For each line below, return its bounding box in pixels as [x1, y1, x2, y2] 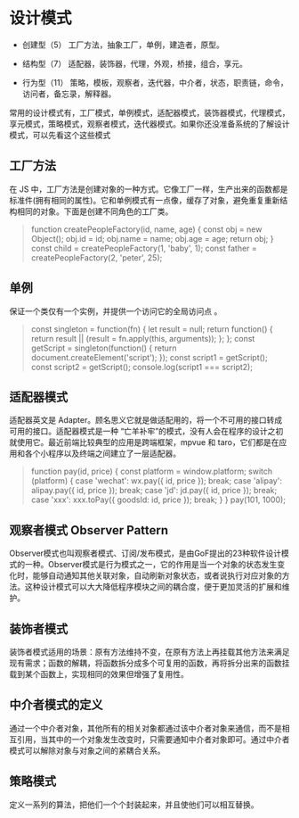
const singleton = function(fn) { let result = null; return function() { [30, 323, 273, 335]
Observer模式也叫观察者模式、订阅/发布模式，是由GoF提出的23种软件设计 [9, 548, 282, 558]
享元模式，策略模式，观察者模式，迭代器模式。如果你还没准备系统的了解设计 [9, 118, 290, 129]
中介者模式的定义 [9, 698, 103, 713]
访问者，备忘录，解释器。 [21, 88, 117, 99]
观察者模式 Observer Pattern [9, 523, 169, 538]
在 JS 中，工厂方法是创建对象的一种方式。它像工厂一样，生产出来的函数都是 [9, 184, 288, 194]
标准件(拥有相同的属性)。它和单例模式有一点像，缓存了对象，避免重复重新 [9, 194, 280, 205]
